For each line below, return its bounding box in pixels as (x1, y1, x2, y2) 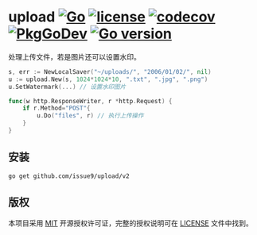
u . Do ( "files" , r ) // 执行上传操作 (37, 112, 144, 120)
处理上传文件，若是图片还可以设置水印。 (8, 52, 141, 61)
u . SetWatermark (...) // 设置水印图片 (8, 83, 127, 91)
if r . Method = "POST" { (22, 104, 91, 113)
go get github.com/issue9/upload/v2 (8, 171, 130, 180)
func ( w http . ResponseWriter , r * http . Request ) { (8, 97, 173, 105)
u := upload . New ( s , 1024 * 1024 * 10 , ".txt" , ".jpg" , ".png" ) (8, 75, 208, 83)
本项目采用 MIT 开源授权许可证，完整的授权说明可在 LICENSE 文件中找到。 (8, 218, 253, 228)
